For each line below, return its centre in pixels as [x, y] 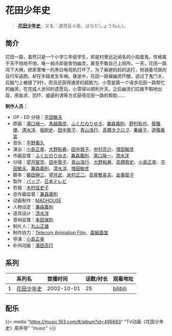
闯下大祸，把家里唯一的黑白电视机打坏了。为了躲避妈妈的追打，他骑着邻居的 [86, 69]
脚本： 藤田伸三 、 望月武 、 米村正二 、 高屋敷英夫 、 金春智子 [73, 174]
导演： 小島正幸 [28, 239]
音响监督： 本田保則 [33, 220]
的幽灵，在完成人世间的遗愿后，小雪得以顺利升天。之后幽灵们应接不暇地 [81, 89]
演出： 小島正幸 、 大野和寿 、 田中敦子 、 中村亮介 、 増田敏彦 [73, 149]
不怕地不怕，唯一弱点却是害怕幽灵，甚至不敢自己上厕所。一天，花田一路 [90, 63]
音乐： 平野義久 [28, 143]
